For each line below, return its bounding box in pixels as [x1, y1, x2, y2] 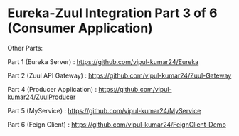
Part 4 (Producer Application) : [7, 85, 97, 93]
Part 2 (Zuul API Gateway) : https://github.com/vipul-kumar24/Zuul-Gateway [7, 71, 232, 80]
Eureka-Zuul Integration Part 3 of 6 [7, 5, 218, 21]
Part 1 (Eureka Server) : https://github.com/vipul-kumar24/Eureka [7, 57, 199, 66]
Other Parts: [7, 43, 43, 52]
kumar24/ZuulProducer [7, 93, 76, 101]
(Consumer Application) [7, 20, 153, 36]
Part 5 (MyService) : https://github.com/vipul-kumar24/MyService [7, 106, 201, 115]
